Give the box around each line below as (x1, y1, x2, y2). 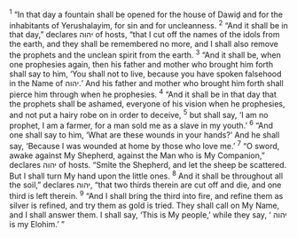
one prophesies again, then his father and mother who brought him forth (9, 59, 273, 69)
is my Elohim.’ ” (9, 218, 65, 229)
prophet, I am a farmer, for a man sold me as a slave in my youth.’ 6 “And (9, 119, 273, 131)
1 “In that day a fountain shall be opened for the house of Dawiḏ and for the (9, 8, 284, 20)
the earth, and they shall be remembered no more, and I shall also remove (9, 39, 279, 50)
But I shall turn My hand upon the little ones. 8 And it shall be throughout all (9, 169, 284, 181)
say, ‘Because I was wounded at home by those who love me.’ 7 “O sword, (9, 139, 280, 151)
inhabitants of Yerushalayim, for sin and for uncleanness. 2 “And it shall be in (9, 18, 288, 30)
